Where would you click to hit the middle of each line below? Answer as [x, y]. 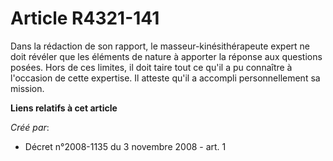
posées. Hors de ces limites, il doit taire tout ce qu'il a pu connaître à [151, 67]
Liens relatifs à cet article [64, 108]
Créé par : [30, 127]
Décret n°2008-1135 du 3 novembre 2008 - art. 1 [125, 146]
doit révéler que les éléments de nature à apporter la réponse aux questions [166, 56]
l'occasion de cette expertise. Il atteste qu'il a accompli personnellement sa [165, 78]
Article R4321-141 [85, 18]
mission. [27, 88]
